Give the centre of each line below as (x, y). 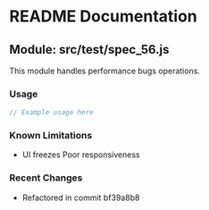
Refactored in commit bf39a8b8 (81, 197)
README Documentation (104, 17)
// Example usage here (51, 113)
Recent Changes (46, 178)
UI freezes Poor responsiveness (81, 155)
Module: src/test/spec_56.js (89, 50)
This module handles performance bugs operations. (105, 71)
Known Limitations (51, 136)
